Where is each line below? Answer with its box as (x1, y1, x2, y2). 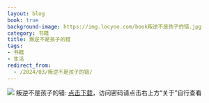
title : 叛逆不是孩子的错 (7, 36, 71, 43)
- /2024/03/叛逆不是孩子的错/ (13, 68, 93, 75)
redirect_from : (7, 62, 52, 69)
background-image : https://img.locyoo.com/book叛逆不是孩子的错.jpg (7, 23, 202, 30)
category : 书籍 (7, 29, 49, 37)
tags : (7, 42, 23, 49)
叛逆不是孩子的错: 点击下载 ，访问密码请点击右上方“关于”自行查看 (15, 88, 202, 97)
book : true (7, 17, 39, 24)
